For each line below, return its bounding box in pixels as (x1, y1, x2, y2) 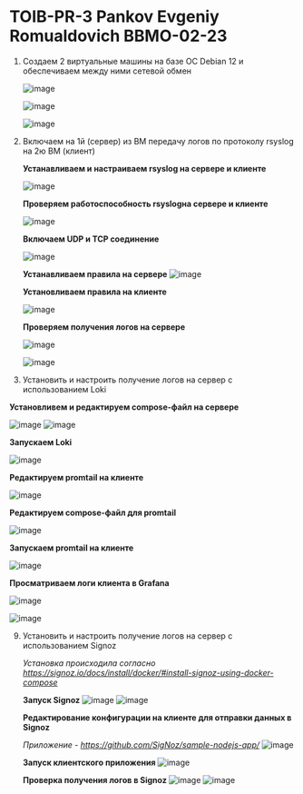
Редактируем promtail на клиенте (9, 471, 143, 482)
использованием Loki (22, 383, 107, 394)
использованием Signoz (22, 640, 117, 650)
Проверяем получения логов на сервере (22, 321, 186, 332)
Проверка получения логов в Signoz (22, 774, 168, 785)
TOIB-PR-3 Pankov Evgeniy (9, 6, 220, 27)
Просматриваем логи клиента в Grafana (9, 577, 170, 588)
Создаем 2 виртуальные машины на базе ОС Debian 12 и (22, 55, 244, 66)
